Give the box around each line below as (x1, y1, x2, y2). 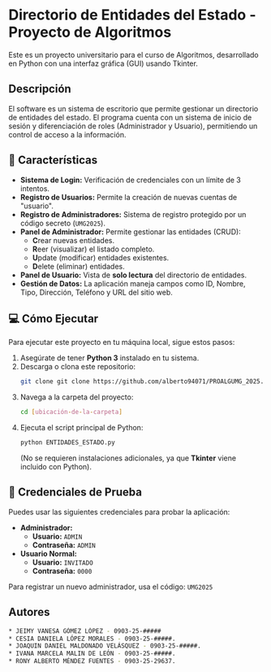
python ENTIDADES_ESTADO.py (19, 439, 115, 447)
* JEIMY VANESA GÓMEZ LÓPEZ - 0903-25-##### (8, 626, 161, 635)
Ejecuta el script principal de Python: (19, 423, 144, 433)
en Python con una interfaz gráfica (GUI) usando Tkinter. (8, 59, 199, 68)
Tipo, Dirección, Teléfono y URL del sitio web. (19, 287, 173, 297)
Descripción (8, 82, 71, 96)
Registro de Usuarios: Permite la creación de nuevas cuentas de (19, 192, 238, 202)
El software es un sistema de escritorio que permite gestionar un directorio (8, 103, 259, 113)
